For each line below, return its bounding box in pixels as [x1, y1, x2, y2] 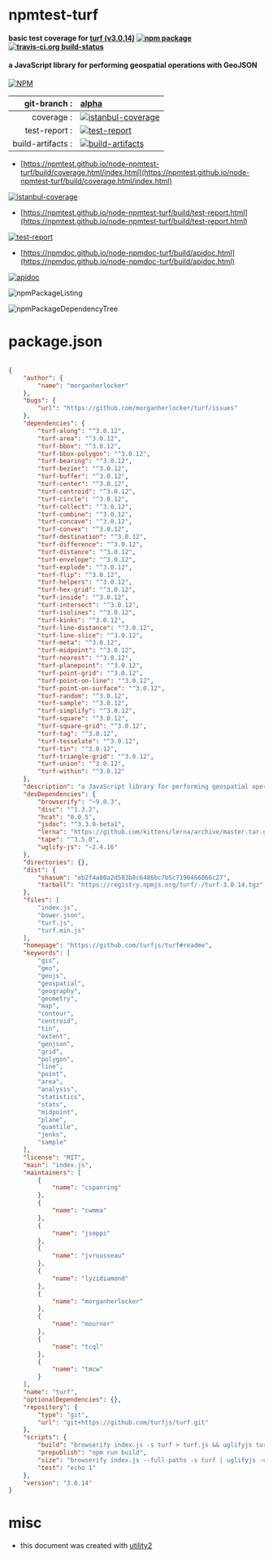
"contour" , [37, 1009, 75, 1018]
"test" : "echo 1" [37, 1464, 96, 1472]
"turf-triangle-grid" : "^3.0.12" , [37, 752, 154, 760]
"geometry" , [37, 995, 79, 1003]
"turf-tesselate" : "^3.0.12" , [37, 737, 140, 746]
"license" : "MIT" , [23, 1153, 85, 1162]
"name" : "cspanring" [51, 1184, 122, 1192]
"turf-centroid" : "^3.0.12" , [37, 487, 136, 496]
